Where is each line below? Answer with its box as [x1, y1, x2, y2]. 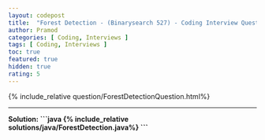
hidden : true [8, 63, 51, 71]
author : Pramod [8, 26, 58, 34]
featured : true [8, 56, 58, 64]
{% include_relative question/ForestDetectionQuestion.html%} [8, 91, 211, 101]
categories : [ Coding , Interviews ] [8, 33, 129, 42]
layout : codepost [8, 11, 65, 20]
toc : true [8, 48, 41, 56]
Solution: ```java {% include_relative [8, 114, 129, 123]
